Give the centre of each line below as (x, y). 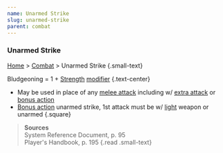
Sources (37, 127)
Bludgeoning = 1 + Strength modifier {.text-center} (79, 79)
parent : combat (29, 26)
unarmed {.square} (44, 114)
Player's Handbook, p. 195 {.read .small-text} (88, 142)
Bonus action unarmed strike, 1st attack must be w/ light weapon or (113, 107)
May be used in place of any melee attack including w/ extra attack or (116, 92)
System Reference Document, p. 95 (75, 134)
